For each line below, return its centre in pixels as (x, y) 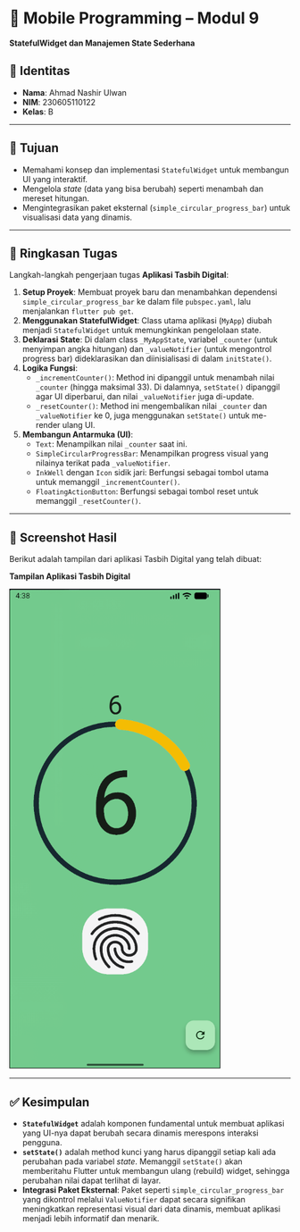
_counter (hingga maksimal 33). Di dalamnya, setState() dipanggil (158, 387)
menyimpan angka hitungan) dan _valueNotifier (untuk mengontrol (147, 349)
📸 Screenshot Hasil (63, 537)
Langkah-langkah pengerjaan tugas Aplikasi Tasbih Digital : (119, 275)
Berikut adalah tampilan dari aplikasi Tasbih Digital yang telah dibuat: (135, 559)
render (48, 425)
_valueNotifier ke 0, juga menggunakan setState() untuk (142, 415)
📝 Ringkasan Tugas (63, 253)
